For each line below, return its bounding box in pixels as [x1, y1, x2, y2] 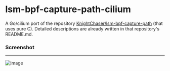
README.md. [5, 31, 33, 37]
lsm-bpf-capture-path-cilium [5, 4, 131, 15]
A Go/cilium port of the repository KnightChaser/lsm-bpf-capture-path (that [5, 20, 163, 26]
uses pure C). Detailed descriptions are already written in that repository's [5, 25, 160, 31]
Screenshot [5, 44, 34, 51]
